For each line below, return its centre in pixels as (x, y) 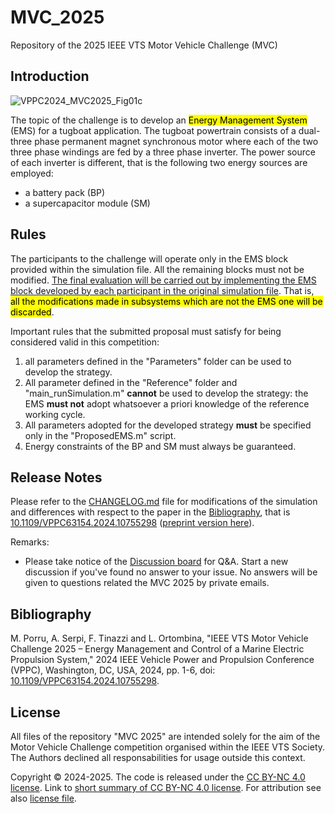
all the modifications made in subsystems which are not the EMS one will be (166, 301)
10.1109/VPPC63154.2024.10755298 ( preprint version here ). (132, 523)
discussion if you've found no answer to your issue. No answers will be (171, 572)
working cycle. (55, 414)
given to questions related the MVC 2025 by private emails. (147, 583)
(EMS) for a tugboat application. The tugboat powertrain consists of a (153, 130)
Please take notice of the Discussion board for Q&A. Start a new (156, 562)
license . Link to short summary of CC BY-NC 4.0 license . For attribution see (166, 787)
